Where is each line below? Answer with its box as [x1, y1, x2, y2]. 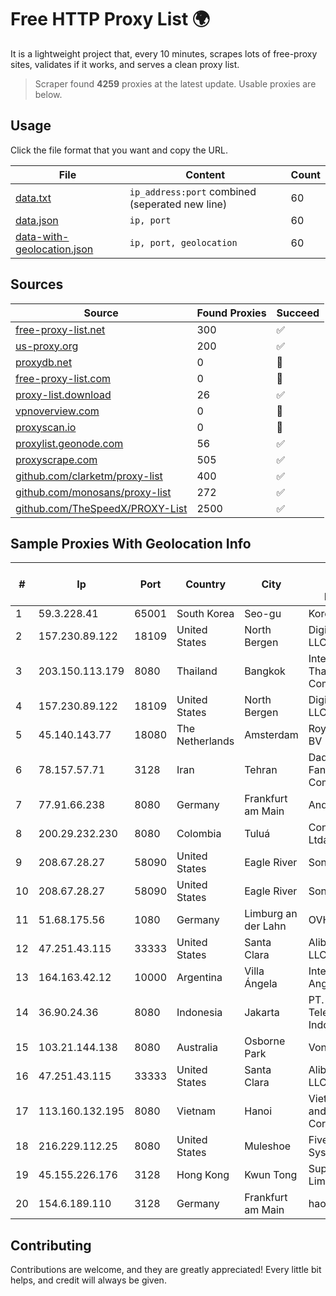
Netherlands [176, 734, 235, 748]
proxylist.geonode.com [15, 436, 124, 450]
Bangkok [244, 664, 286, 678]
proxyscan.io [15, 420, 77, 434]
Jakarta [244, 1006, 280, 1020]
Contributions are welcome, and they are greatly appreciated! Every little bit [10, 1264, 322, 1276]
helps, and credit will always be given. [10, 1274, 167, 1286]
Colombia [176, 827, 222, 841]
